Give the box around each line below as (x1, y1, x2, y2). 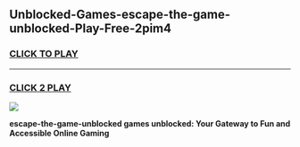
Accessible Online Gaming (9, 127, 110, 138)
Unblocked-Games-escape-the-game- (9, 7, 230, 22)
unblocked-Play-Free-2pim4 (9, 21, 172, 37)
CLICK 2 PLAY (9, 81, 71, 94)
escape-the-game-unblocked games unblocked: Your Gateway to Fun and (9, 118, 291, 128)
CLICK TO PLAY (9, 48, 79, 61)
